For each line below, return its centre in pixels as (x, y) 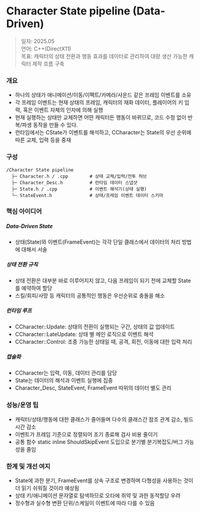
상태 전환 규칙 (22, 265)
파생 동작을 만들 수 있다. (50, 125)
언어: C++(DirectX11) (46, 49)
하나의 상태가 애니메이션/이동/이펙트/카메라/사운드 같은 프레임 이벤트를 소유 (103, 95)
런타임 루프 (19, 310)
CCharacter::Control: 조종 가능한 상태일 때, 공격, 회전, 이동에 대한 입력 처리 (103, 342)
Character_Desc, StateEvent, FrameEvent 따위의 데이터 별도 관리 (93, 388)
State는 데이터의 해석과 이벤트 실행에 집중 (64, 381)
